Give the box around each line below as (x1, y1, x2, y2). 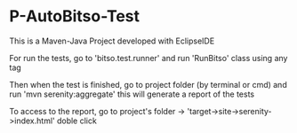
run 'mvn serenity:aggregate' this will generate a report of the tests (9, 89, 255, 99)
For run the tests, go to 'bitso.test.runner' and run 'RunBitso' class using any (9, 52, 288, 63)
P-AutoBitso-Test (9, 6, 140, 27)
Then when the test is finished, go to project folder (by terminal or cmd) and (9, 79, 287, 90)
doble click (56, 115, 98, 126)
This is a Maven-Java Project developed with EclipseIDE (9, 35, 215, 46)
